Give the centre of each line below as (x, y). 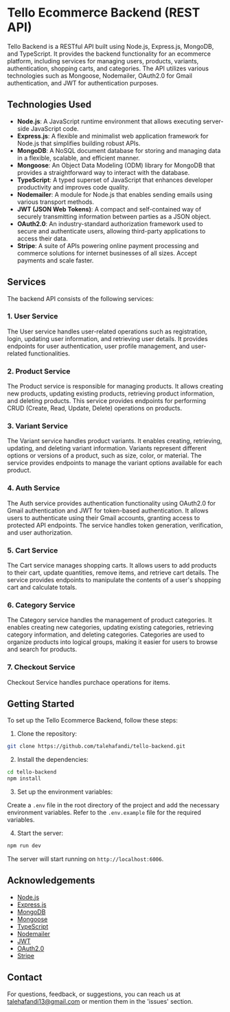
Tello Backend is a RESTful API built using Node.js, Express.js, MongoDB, (111, 46)
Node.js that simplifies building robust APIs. (79, 143)
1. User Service (33, 316)
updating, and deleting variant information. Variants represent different (107, 448)
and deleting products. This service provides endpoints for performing (107, 401)
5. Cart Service (33, 550)
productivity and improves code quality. (73, 187)
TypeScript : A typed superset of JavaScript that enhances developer (115, 180)
